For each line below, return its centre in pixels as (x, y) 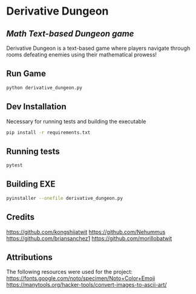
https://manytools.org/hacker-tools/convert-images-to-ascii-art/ (87, 285)
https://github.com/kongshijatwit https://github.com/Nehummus (86, 231)
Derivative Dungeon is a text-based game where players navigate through (98, 48)
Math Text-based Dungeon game (70, 34)
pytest (15, 165)
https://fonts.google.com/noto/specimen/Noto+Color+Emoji (81, 278)
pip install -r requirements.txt (48, 132)
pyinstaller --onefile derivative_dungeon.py (64, 198)
